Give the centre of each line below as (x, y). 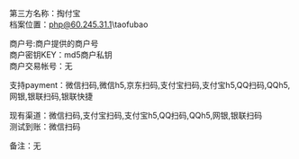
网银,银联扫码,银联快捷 (51, 96)
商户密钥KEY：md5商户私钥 (61, 55)
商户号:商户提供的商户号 (54, 44)
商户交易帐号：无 (41, 66)
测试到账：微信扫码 (45, 127)
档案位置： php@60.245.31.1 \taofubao (79, 24)
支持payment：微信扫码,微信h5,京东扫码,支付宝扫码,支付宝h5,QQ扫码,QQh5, (150, 85)
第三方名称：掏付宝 (45, 13)
